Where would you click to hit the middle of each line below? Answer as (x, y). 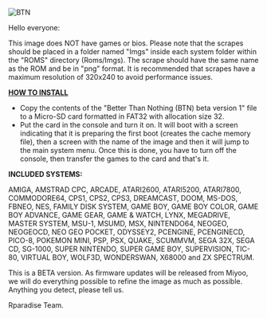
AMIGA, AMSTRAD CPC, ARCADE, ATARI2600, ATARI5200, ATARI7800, (125, 190)
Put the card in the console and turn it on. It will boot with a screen (129, 125)
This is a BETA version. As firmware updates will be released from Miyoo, (128, 273)
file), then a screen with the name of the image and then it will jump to (134, 142)
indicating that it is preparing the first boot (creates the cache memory (135, 133)
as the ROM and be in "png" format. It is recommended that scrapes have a (132, 69)
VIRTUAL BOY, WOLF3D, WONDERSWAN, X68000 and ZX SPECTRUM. (138, 257)
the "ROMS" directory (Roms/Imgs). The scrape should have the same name (133, 60)
